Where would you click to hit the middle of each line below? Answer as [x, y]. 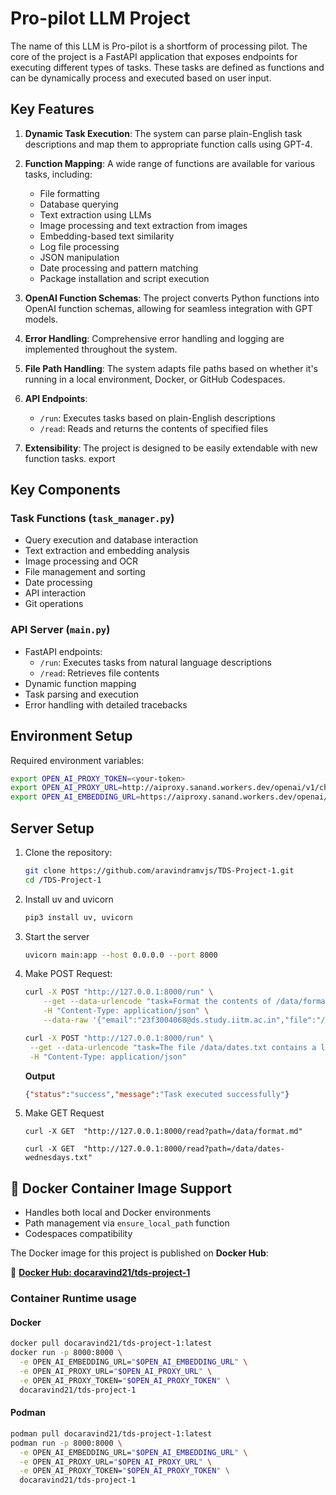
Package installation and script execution [124, 278]
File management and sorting [85, 572]
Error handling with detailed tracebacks [106, 704]
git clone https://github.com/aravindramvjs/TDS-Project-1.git [159, 870]
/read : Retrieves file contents [99, 673]
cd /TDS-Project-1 [63, 880]
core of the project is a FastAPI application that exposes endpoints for [154, 56]
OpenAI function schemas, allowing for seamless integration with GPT [168, 308]
